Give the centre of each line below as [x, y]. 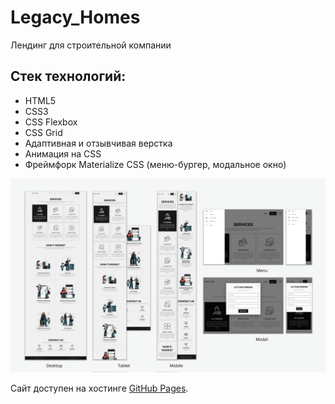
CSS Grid [43, 132]
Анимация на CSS [63, 153]
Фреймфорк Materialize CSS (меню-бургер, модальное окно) [155, 164]
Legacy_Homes [75, 17]
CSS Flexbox [51, 122]
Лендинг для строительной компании [91, 45]
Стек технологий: [68, 76]
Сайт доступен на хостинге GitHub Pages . [99, 388]
